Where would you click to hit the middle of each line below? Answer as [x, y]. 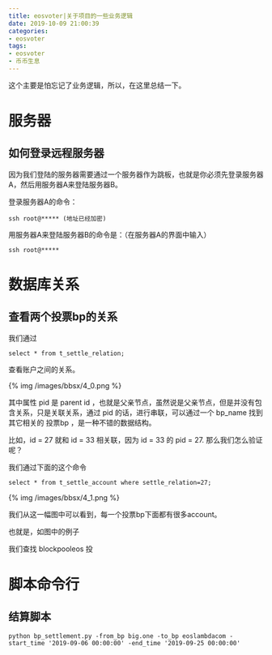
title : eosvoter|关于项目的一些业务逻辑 [71, 16]
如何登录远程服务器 [56, 154]
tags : [17, 46]
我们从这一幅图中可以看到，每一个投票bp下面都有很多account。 [115, 514]
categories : [28, 31]
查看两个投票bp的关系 [63, 317]
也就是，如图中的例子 [44, 531]
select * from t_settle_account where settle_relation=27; [110, 482]
